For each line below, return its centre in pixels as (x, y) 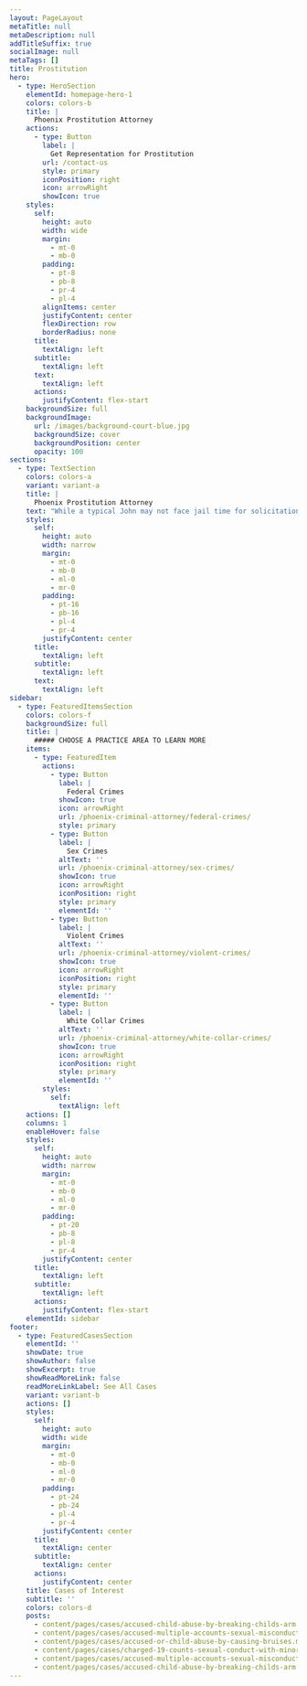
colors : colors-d (59, 1607)
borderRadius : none (79, 333)
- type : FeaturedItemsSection (75, 706)
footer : (24, 1327)
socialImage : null (44, 52)
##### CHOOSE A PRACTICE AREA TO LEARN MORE (120, 741)
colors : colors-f (59, 715)
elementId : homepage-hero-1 (79, 94)
